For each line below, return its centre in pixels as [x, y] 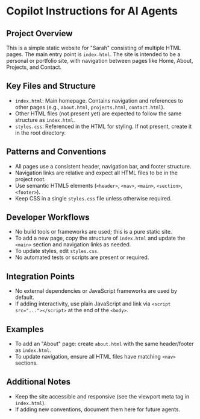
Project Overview [39, 34]
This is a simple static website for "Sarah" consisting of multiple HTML [94, 48]
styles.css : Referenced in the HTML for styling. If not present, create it [103, 126]
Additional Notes [39, 382]
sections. [26, 363]
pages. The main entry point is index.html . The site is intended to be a [93, 54]
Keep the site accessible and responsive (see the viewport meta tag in [102, 396]
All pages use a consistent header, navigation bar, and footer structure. [103, 166]
